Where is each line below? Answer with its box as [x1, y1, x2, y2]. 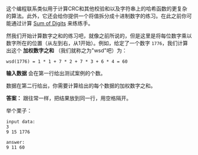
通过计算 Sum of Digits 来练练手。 [11, 20, 94, 26]
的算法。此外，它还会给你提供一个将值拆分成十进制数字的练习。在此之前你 [6, 12, 187, 19]
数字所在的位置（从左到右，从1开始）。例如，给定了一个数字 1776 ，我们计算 [6, 40, 189, 46]
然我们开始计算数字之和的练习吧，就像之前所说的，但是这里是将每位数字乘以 [6, 32, 192, 39]
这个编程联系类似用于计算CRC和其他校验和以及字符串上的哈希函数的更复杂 [6, 5, 187, 12]
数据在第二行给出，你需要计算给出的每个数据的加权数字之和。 [6, 82, 156, 89]
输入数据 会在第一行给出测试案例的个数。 [6, 70, 106, 76]
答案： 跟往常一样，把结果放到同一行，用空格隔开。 [6, 95, 131, 102]
